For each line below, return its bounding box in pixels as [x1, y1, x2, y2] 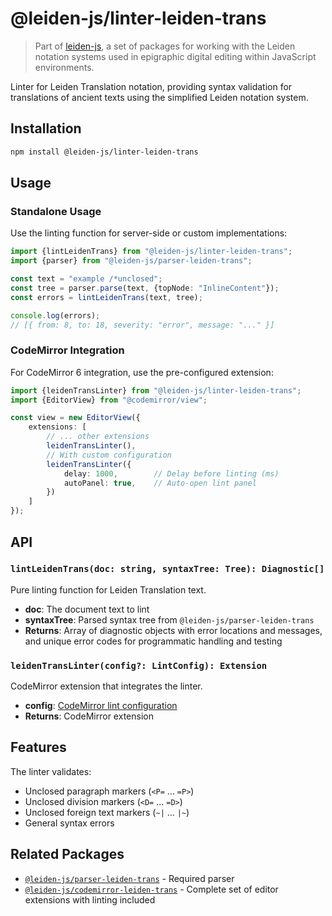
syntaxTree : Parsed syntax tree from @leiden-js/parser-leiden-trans [24, 613, 315, 626]
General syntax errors [24, 817, 115, 829]
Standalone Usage [10, 204, 102, 218]
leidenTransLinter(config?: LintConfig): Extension [10, 660, 268, 671]
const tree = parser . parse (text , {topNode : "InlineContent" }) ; [10, 283, 280, 293]
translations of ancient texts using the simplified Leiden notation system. [10, 91, 309, 103]
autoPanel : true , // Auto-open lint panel [63, 478, 257, 488]
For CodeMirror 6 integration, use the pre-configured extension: [10, 366, 274, 378]
